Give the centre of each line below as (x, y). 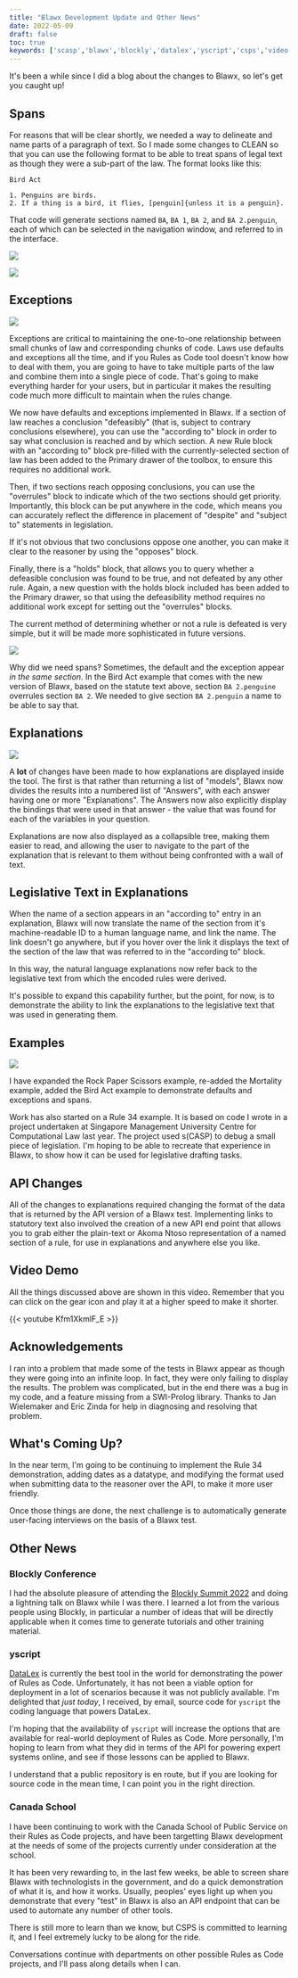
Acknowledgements (66, 1347)
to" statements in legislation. (61, 524)
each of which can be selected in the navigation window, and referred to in (146, 229)
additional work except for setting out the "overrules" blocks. (121, 606)
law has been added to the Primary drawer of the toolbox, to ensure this (141, 459)
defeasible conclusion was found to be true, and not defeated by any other (146, 578)
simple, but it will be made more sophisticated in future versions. (128, 633)
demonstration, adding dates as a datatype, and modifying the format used (147, 1475)
